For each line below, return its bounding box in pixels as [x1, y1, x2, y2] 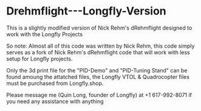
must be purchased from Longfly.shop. [6, 80, 104, 87]
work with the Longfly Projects [6, 30, 83, 37]
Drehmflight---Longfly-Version [6, 4, 167, 18]
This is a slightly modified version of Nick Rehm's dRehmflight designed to [6, 24, 192, 31]
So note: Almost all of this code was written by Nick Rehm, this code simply [6, 42, 195, 49]
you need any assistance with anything [6, 98, 104, 105]
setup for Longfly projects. [6, 55, 73, 62]
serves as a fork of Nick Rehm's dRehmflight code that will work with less [6, 48, 190, 55]
